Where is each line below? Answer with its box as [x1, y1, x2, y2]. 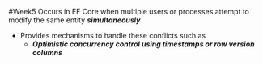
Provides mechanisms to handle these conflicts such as [19, 31, 206, 40]
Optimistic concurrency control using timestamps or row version [32, 39, 255, 49]
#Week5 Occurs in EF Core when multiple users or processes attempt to [8, 7, 249, 16]
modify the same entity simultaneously [8, 15, 141, 25]
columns [32, 48, 63, 57]
